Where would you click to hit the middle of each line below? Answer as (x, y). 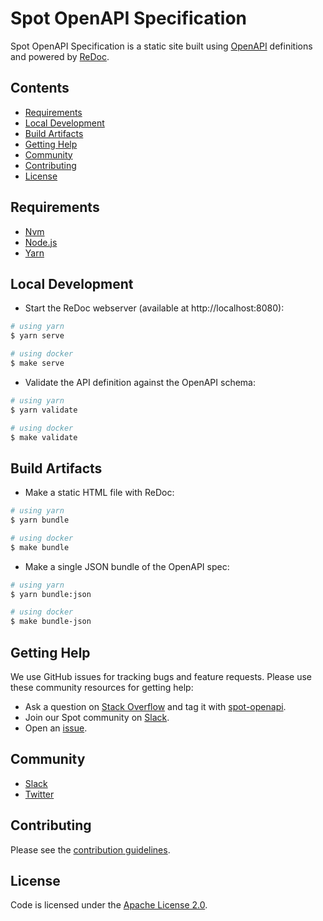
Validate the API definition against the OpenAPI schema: (140, 382)
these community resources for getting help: (102, 687)
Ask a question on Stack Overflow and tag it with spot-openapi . (155, 706)
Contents (40, 88)
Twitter (39, 794)
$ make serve (37, 363)
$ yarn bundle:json (51, 594)
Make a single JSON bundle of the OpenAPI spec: (127, 566)
